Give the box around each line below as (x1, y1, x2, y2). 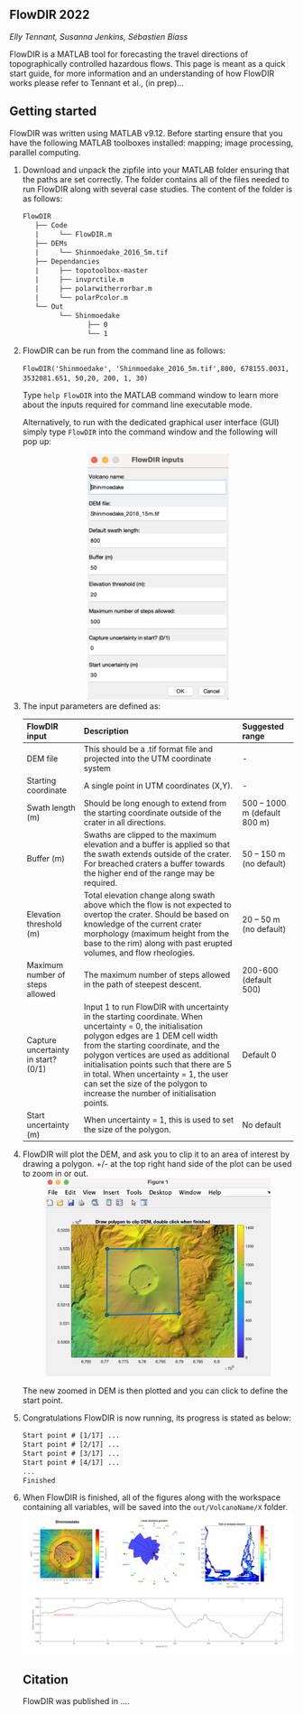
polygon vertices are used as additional (84, 1049, 230, 1060)
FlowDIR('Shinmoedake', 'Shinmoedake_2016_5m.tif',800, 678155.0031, (22, 364, 290, 373)
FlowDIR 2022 (9, 7, 90, 23)
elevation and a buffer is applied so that (84, 839, 230, 850)
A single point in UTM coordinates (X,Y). (84, 780, 233, 791)
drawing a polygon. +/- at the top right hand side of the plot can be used (22, 1159, 292, 1169)
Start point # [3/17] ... (22, 1449, 120, 1458)
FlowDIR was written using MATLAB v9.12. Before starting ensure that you (9, 127, 283, 138)
